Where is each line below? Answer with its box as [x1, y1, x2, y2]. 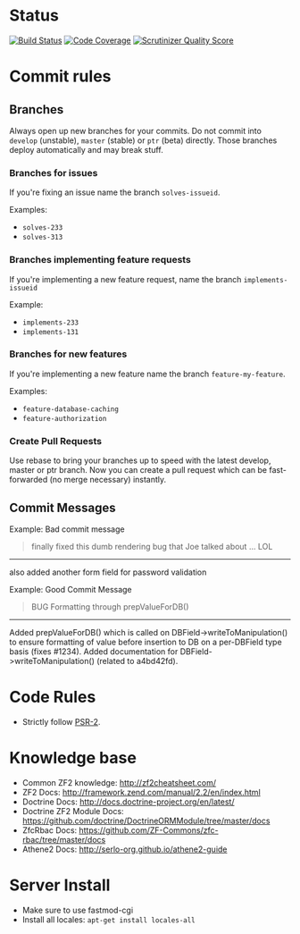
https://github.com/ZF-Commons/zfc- [79, 824, 219, 836]
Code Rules [9, 687, 96, 707]
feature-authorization [21, 414, 107, 423]
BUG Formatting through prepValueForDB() [30, 601, 189, 612]
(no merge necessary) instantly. [49, 475, 167, 485]
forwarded [9, 475, 48, 485]
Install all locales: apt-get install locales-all [21, 913, 196, 925]
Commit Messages [9, 500, 116, 515]
